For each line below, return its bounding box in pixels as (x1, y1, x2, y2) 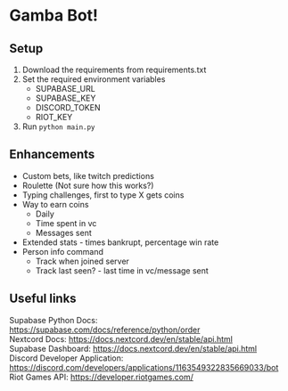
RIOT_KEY (35, 112, 73, 122)
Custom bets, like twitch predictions (21, 170, 154, 181)
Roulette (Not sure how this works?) (21, 180, 154, 191)
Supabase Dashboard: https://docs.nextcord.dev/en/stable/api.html (9, 343, 258, 354)
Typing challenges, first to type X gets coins (21, 189, 185, 200)
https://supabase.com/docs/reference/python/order (9, 324, 201, 335)
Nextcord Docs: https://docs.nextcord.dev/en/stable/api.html (9, 333, 234, 344)
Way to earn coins (21, 199, 89, 209)
